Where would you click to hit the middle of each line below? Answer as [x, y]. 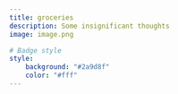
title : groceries [42, 17]
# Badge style [36, 50]
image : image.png [42, 34]
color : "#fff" [51, 76]
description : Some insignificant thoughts [89, 26]
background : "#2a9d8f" [68, 67]
